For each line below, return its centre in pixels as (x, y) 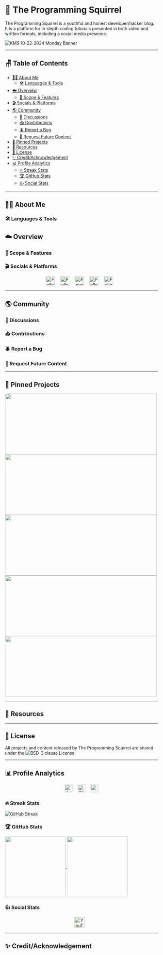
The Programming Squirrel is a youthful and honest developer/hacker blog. (80, 23)
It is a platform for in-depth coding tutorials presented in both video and (77, 28)
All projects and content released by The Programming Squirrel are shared (79, 748)
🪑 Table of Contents (37, 63)
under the (15, 753)
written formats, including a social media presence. (56, 33)
